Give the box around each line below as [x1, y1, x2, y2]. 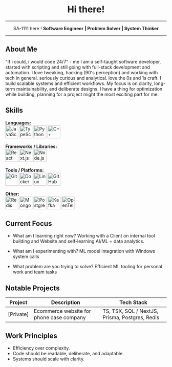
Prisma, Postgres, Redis [102, 314, 160, 321]
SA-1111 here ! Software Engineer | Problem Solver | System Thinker [13, 25, 159, 31]
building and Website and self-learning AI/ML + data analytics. [12, 238, 145, 244]
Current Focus [5, 219, 52, 228]
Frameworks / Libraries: [5, 143, 57, 149]
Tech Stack [119, 299, 147, 306]
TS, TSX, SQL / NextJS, [102, 308, 159, 315]
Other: [5, 190, 19, 197]
